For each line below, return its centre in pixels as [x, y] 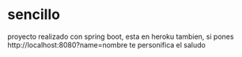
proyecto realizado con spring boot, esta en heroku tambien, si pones [121, 36]
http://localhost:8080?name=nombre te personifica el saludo [107, 44]
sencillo [34, 15]
